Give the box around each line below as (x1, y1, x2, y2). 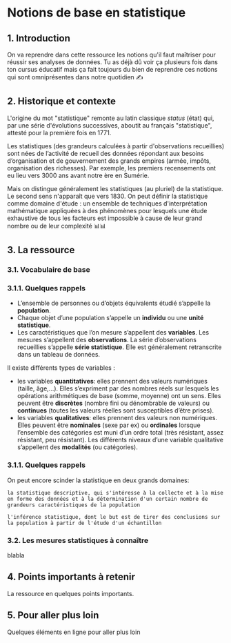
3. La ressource (7, 244, 75, 256)
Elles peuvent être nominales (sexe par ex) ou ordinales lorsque (17, 421, 201, 429)
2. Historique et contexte (7, 95, 116, 108)
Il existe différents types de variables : (7, 364, 115, 372)
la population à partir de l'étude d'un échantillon (7, 520, 162, 526)
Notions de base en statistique (7, 5, 186, 21)
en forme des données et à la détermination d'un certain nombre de (7, 495, 208, 502)
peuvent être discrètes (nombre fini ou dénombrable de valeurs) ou (17, 399, 210, 408)
